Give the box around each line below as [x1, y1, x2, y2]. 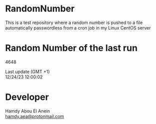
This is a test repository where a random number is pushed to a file [5, 19, 143, 25]
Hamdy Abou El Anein [5, 108, 50, 114]
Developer [5, 91, 49, 103]
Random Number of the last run [5, 42, 138, 54]
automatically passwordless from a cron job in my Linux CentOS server [5, 24, 151, 30]
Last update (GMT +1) [5, 68, 50, 74]
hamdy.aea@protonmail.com [5, 113, 64, 119]
